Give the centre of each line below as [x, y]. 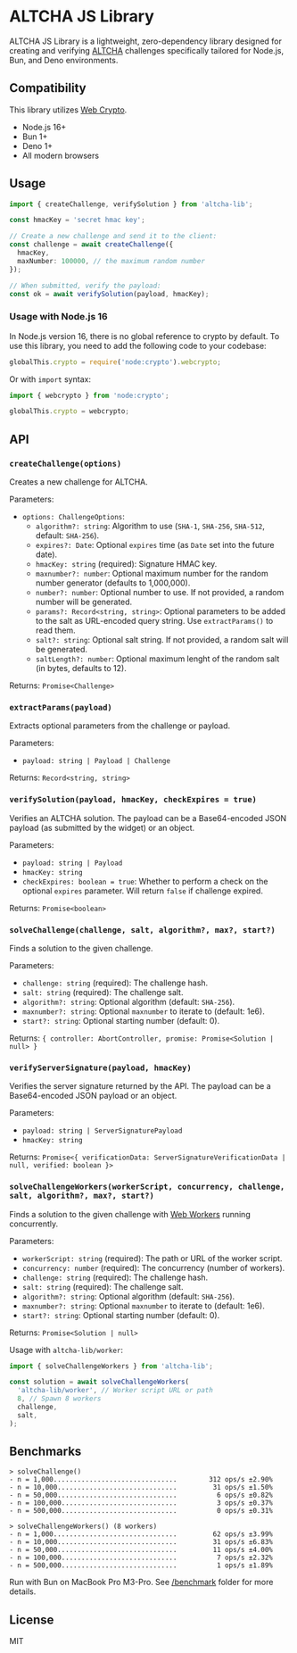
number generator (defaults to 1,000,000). [113, 583]
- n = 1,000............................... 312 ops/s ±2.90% [141, 1480]
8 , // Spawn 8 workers [59, 1399]
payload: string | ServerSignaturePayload [102, 1131]
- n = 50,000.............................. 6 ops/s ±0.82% [141, 1495]
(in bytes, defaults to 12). [81, 669]
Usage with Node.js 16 [59, 317]
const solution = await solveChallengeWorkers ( [99, 1382]
